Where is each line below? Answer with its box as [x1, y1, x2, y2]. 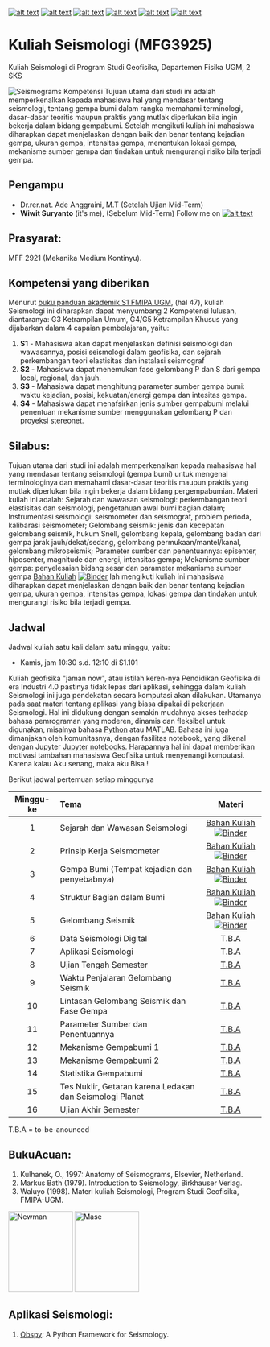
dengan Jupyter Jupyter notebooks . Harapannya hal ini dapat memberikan [8, 742, 256, 751]
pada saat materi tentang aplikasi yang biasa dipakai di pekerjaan [8, 699, 225, 709]
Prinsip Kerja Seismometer [59, 845, 161, 857]
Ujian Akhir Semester [59, 1104, 140, 1115]
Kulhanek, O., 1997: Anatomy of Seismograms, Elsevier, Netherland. [19, 1169, 243, 1179]
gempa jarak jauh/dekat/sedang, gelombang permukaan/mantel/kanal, [8, 538, 242, 547]
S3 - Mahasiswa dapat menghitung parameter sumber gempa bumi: [19, 382, 245, 391]
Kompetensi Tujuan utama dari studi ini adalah [63, 86, 216, 96]
